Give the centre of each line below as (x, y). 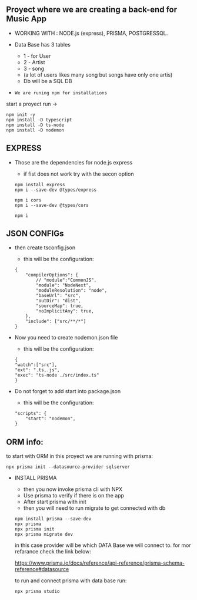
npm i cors (28, 200)
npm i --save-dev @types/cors (52, 205)
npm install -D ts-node (35, 125)
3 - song (34, 68)
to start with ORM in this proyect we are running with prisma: (79, 456)
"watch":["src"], (36, 365)
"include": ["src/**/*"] (56, 322)
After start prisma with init (55, 502)
